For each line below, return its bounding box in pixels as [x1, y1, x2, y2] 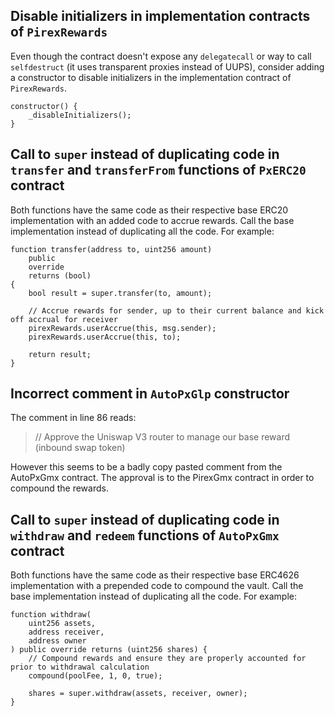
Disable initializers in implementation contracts [10, 8, 311, 25]
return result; [28, 349, 92, 359]
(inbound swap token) [34, 442, 126, 454]
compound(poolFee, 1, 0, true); [28, 671, 163, 681]
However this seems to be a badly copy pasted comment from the [10, 461, 283, 473]
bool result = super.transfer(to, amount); [28, 288, 213, 298]
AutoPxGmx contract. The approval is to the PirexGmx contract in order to [10, 472, 315, 484]
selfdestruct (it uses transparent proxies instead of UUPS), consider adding [10, 60, 325, 73]
